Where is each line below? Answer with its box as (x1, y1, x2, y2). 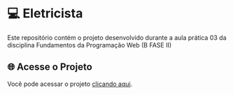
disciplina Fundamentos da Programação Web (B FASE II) (7, 41, 172, 49)
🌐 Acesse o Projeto (7, 61, 92, 73)
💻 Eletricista (7, 6, 83, 22)
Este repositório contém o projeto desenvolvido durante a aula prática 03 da (7, 33, 227, 42)
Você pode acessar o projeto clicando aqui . (7, 80, 133, 88)
